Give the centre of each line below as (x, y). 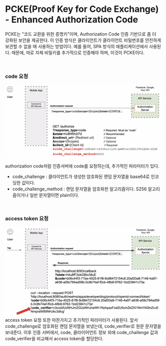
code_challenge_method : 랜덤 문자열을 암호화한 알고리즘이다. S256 (80, 189)
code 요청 (17, 76)
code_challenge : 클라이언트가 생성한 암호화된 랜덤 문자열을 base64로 (81, 176)
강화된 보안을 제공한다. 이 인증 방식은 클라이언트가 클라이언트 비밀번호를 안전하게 (83, 40)
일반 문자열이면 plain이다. (54, 195)
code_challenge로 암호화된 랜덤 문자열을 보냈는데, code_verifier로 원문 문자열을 (83, 326)
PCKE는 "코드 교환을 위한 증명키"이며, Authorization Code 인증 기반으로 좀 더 (81, 34)
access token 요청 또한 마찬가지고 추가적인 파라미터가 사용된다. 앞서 (72, 320)
